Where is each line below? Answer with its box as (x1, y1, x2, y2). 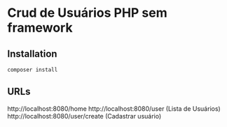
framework (7, 20, 73, 36)
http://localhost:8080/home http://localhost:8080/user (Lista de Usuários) (7, 104, 221, 113)
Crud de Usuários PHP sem (7, 5, 167, 21)
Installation (7, 48, 57, 60)
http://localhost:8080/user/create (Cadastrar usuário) (7, 112, 162, 120)
